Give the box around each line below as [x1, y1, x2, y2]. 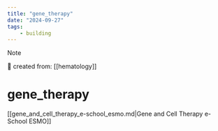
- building [20, 29, 52, 37]
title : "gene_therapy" [7, 10, 73, 17]
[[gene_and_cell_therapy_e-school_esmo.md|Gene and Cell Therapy [7, 109, 203, 118]
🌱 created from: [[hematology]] [7, 62, 97, 70]
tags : [7, 23, 23, 30]
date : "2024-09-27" [7, 17, 64, 24]
